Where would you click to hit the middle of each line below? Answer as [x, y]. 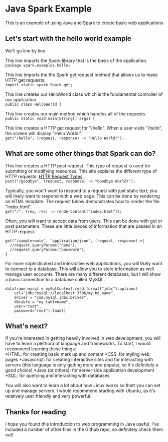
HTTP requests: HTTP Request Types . [45, 176]
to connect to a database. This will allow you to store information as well [80, 269]
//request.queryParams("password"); [48, 249]
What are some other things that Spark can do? [80, 153]
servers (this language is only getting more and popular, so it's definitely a [82, 365]
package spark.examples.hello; [38, 65]
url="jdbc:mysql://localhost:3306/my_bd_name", [65, 293]
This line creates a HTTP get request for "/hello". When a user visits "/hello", [84, 128]
